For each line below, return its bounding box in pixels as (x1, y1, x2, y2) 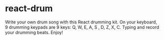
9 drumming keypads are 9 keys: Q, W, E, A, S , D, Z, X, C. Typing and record (5, 24, 160, 30)
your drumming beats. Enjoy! (5, 29, 63, 35)
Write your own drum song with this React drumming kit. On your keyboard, (5, 19, 158, 25)
